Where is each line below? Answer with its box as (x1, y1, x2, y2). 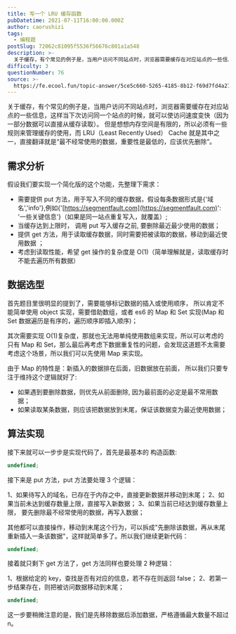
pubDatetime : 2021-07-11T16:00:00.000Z (7, 17, 124, 24)
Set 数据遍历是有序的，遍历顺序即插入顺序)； (7, 316, 138, 325)
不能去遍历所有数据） (17, 257, 79, 265)
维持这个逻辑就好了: (19, 373, 77, 381)
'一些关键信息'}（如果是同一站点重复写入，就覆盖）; (17, 212, 168, 221)
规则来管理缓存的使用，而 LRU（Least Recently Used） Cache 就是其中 (7, 129, 214, 137)
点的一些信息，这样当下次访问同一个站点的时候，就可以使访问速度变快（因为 (7, 111, 229, 119)
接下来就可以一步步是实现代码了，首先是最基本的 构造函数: (7, 448, 177, 456)
